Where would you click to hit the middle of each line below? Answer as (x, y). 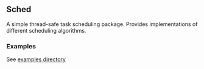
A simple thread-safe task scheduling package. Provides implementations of (102, 24)
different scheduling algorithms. (46, 30)
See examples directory (36, 59)
